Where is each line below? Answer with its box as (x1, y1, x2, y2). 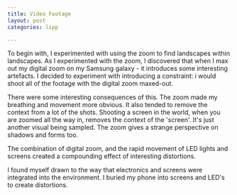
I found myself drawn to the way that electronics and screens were (7, 166, 203, 174)
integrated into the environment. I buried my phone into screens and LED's (7, 173, 225, 182)
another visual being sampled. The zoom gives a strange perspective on (7, 123, 219, 132)
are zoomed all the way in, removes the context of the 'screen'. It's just (7, 116, 214, 124)
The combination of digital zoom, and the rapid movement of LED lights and (7, 145, 228, 153)
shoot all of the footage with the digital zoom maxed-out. (7, 79, 174, 88)
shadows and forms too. (7, 130, 79, 139)
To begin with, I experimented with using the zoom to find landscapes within (7, 49, 231, 57)
